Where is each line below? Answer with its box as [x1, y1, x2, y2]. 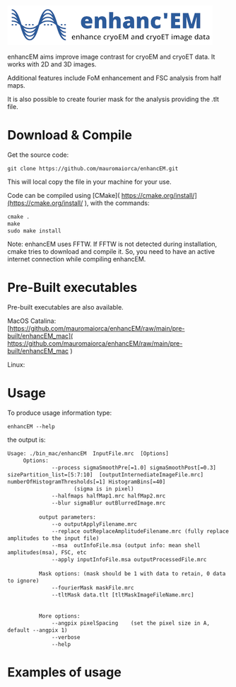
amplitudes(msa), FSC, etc [7, 548, 87, 556]
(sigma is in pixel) [73, 485, 134, 493]
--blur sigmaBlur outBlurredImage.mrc [52, 499, 166, 507]
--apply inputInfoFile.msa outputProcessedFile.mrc [52, 556, 207, 563]
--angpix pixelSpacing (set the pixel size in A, [52, 619, 211, 627]
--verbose [52, 633, 81, 641]
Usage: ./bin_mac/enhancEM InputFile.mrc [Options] [7, 450, 170, 457]
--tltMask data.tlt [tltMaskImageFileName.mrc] [52, 591, 194, 599]
